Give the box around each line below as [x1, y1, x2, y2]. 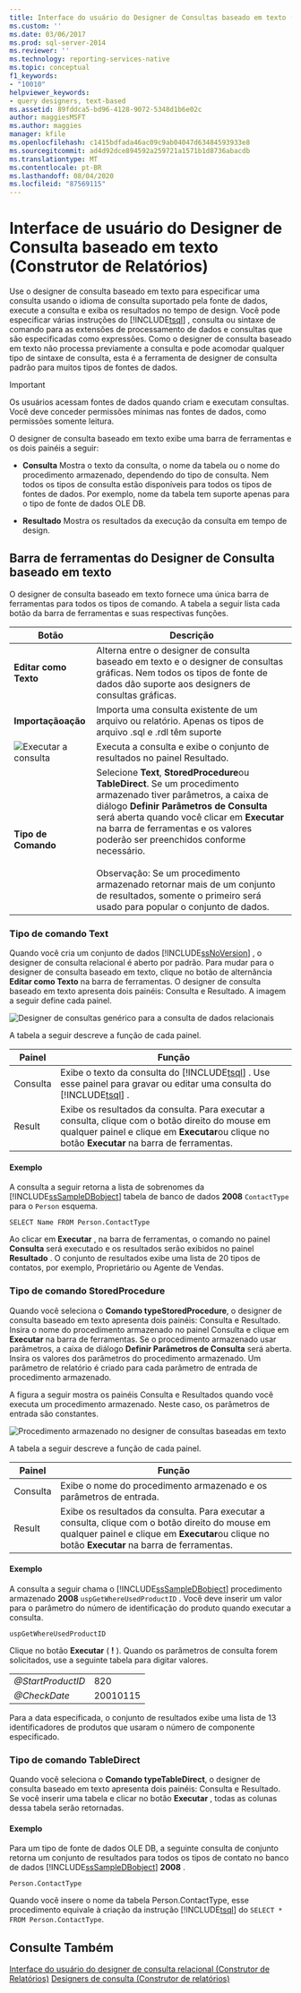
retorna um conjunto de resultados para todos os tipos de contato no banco [9, 1852, 289, 1863]
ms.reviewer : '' [9, 47, 70, 56]
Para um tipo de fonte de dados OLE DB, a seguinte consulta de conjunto [9, 1843, 279, 1854]
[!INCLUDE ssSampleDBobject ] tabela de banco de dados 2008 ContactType [9, 1191, 289, 1202]
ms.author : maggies [9, 122, 82, 131]
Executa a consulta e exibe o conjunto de [96, 740, 270, 752]
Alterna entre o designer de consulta [96, 644, 251, 657]
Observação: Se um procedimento [96, 866, 241, 879]
